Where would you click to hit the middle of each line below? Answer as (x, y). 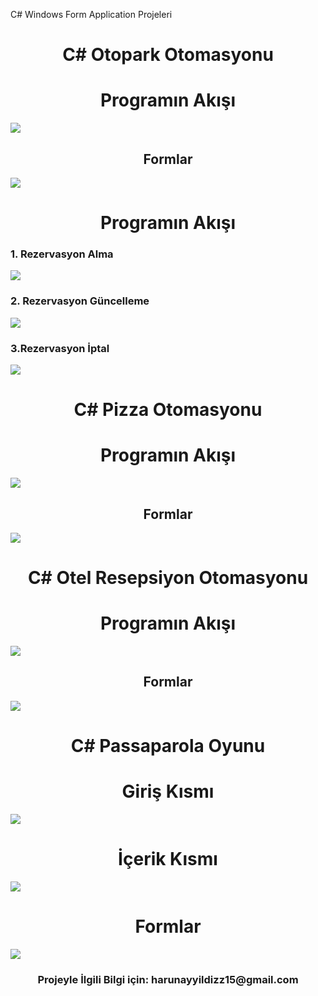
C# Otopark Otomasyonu (168, 55)
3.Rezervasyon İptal (60, 348)
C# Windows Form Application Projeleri (91, 14)
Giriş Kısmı (168, 791)
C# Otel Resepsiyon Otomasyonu (168, 578)
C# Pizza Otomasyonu (168, 410)
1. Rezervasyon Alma (62, 254)
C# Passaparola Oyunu (168, 746)
